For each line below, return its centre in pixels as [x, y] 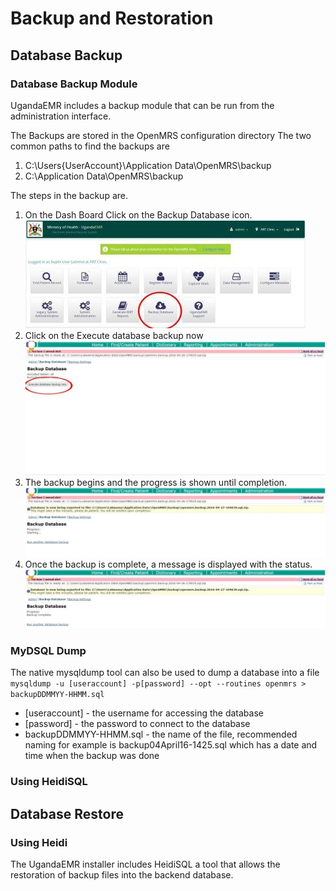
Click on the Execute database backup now [114, 335]
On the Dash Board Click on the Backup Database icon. [138, 214]
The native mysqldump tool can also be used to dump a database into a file [165, 673]
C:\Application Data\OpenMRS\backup [104, 176]
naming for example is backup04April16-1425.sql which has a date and [171, 745]
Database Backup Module [74, 84]
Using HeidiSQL [49, 782]
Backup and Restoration [112, 18]
